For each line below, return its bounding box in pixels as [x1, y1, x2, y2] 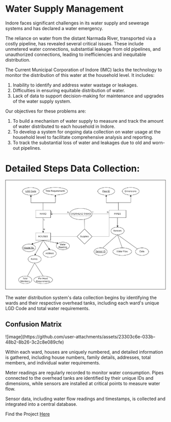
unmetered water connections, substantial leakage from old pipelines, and [5, 46, 161, 52]
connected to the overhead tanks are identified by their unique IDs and [5, 375, 154, 381]
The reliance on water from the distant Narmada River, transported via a [5, 35, 156, 41]
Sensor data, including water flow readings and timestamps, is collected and [5, 396, 166, 402]
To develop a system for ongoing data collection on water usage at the [12, 128, 161, 135]
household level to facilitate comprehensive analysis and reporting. [12, 134, 154, 140]
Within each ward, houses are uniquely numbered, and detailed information [5, 349, 163, 355]
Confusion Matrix [5, 320, 62, 329]
